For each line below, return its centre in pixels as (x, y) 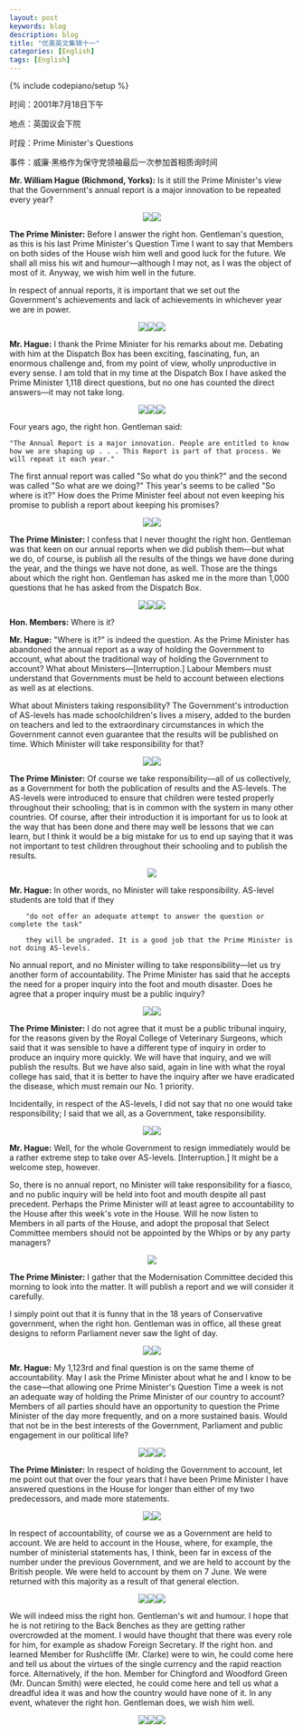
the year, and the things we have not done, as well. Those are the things (143, 568)
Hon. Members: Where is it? (62, 622)
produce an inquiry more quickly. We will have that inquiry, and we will (140, 1057)
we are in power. (40, 310)
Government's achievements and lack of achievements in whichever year (146, 300)
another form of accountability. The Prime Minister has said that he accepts (150, 974)
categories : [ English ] (52, 52)
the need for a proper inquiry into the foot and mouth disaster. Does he (141, 984)
